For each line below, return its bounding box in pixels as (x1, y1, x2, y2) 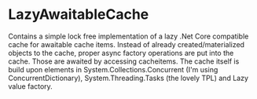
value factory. (8, 81, 53, 91)
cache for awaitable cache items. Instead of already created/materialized (8, 39, 245, 49)
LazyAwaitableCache (8, 5, 149, 24)
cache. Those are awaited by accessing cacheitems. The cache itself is (8, 57, 240, 66)
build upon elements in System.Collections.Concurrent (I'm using (8, 64, 218, 74)
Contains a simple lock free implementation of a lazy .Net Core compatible (8, 31, 249, 41)
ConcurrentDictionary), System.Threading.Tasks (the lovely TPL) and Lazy (8, 73, 249, 82)
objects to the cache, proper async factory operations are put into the (8, 48, 234, 57)
